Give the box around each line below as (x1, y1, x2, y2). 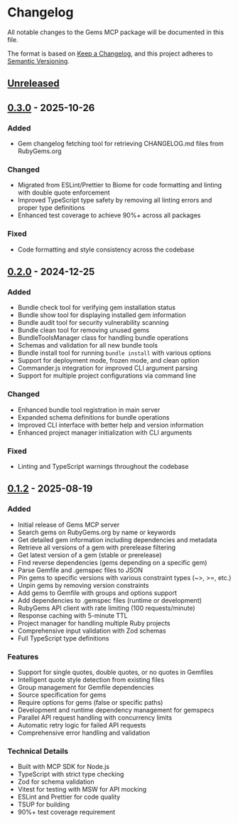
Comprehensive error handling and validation (17, 728, 151, 737)
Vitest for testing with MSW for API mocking (17, 785, 147, 794)
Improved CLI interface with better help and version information (17, 420, 204, 429)
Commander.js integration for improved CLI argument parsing (17, 364, 198, 373)
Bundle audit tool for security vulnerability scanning (17, 319, 169, 327)
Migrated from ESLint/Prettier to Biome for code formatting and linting (17, 181, 222, 190)
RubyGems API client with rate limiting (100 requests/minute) (17, 604, 195, 612)
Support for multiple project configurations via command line (17, 371, 197, 380)
